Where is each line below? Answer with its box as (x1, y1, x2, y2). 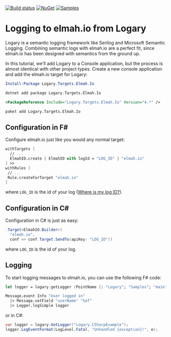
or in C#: (5, 312, 24, 318)
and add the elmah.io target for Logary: (5, 71, 88, 77)
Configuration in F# (5, 123, 68, 131)
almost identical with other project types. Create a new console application (5, 65, 162, 72)
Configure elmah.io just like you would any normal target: (5, 137, 125, 143)
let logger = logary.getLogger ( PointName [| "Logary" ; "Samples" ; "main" (5, 284, 167, 289)
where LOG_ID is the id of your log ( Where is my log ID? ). (5, 189, 123, 195)
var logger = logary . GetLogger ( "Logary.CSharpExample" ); (5, 322, 129, 327)
